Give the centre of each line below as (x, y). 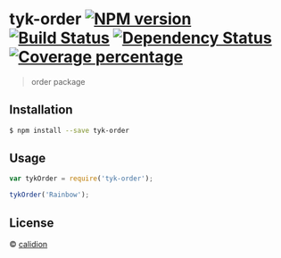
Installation (41, 110)
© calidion (29, 244)
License (32, 223)
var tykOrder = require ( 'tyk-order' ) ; (81, 179)
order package (58, 81)
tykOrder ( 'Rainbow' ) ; (50, 195)
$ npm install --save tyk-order (69, 130)
